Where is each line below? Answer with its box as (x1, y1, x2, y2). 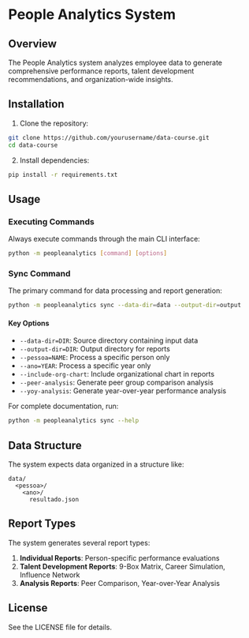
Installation (8, 97, 65, 111)
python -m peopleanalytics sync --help (8, 417, 139, 425)
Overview (8, 37, 58, 51)
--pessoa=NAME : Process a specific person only (19, 353, 170, 362)
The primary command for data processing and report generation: (8, 286, 222, 295)
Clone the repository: (19, 118, 89, 128)
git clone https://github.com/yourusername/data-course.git (8, 133, 210, 141)
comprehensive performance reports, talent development (8, 66, 195, 76)
